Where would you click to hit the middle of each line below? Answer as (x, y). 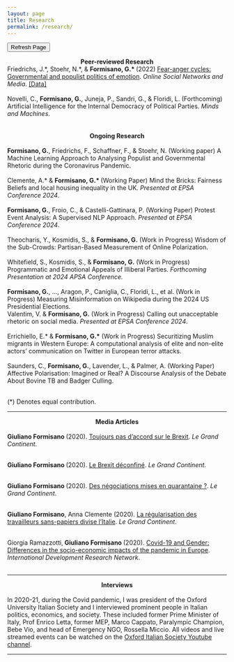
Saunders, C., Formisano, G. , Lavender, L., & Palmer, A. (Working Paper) (111, 366)
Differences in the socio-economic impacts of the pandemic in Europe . (109, 550)
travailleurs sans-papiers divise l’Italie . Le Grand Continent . (92, 522)
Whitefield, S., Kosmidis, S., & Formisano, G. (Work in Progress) (99, 262)
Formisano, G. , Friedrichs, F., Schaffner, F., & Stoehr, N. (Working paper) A (114, 151)
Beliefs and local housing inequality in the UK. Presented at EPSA (101, 188)
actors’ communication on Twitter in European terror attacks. (94, 351)
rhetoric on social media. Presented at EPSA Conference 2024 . (97, 321)
